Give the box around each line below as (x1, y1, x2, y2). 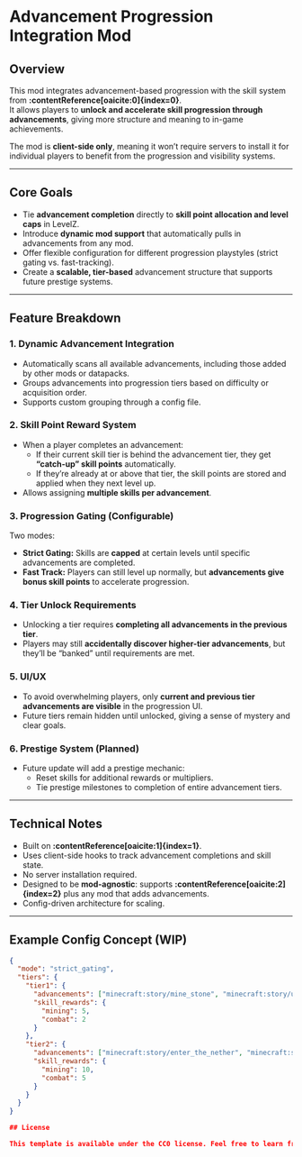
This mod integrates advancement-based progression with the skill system (9, 86, 286, 96)
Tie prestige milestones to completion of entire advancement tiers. (35, 781, 282, 792)
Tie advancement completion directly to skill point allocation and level (22, 209, 289, 220)
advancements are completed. (22, 557, 136, 569)
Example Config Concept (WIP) (9, 933, 187, 948)
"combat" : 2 (41, 1015, 87, 1024)
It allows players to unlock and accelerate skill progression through (9, 105, 263, 114)
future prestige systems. (22, 276, 114, 287)
